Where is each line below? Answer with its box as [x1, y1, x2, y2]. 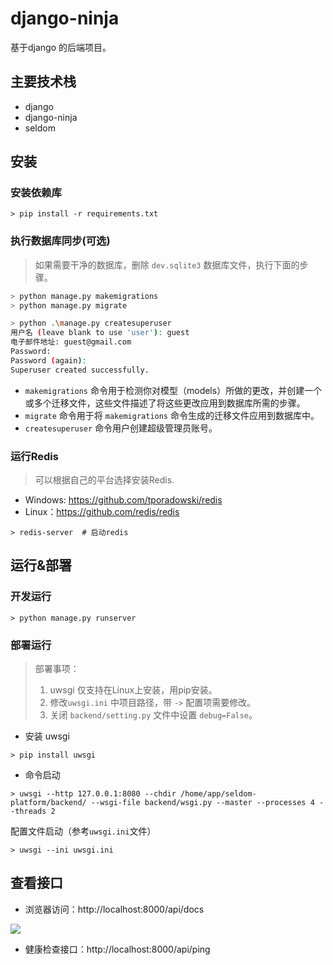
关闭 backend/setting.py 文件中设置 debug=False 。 [49, 709, 258, 721]
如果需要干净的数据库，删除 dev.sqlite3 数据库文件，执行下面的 [34, 258, 300, 271]
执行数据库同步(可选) [10, 234, 111, 248]
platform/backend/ [10, 798, 87, 808]
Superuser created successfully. [10, 365, 150, 375]
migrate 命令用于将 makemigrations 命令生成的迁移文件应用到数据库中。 [24, 409, 320, 421]
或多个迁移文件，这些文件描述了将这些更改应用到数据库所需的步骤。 [24, 397, 306, 409]
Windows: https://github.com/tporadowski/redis [24, 494, 223, 506]
